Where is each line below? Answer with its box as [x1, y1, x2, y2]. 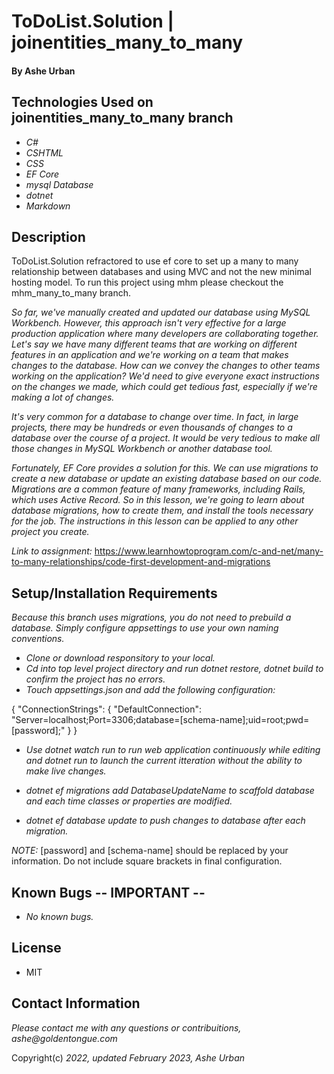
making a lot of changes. [11, 391, 115, 404]
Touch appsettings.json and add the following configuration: [25, 684, 276, 696]
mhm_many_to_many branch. [11, 287, 131, 299]
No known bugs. [25, 911, 94, 923]
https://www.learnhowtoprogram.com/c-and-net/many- [94, 545, 324, 557]
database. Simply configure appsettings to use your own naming [11, 622, 279, 634]
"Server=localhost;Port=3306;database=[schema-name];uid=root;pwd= [11, 714, 310, 726]
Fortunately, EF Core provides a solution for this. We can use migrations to [11, 462, 319, 474]
